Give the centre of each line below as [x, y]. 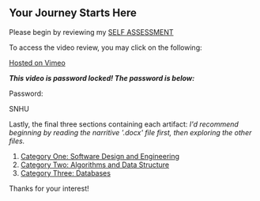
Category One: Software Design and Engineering [100, 156]
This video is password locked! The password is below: [102, 78]
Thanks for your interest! [49, 188]
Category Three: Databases [66, 173]
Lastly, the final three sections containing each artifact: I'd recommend [124, 124]
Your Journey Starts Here [73, 13]
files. [17, 141]
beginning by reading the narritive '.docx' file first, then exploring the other [130, 132]
